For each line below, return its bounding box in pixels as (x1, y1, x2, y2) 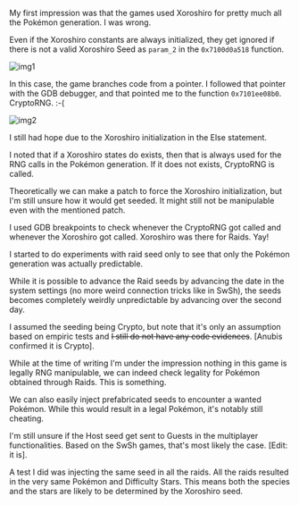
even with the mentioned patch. (9, 205, 126, 215)
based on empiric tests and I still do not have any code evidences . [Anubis (9, 331, 283, 341)
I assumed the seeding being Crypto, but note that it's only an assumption (9, 322, 281, 332)
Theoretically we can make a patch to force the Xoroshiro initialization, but (9, 186, 283, 196)
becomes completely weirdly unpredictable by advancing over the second (9, 295, 282, 305)
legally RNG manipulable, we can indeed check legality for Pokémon (9, 367, 261, 378)
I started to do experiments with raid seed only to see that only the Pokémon (9, 249, 290, 259)
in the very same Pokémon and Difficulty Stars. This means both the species (9, 476, 290, 486)
